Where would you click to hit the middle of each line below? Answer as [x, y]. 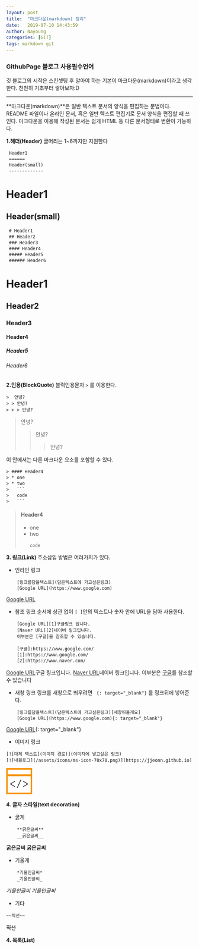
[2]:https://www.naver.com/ [51, 661]
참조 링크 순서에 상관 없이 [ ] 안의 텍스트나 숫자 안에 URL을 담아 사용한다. [99, 612]
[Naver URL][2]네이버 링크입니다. [54, 630]
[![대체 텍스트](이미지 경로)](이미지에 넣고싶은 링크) [64, 754]
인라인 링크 [28, 570]
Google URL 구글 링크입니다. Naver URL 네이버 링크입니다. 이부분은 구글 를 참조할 [99, 673]
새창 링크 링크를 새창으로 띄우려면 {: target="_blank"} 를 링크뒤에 [94, 693]
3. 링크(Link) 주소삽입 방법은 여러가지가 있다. [58, 557]
